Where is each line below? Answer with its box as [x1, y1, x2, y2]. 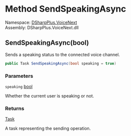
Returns [5, 105, 24, 112]
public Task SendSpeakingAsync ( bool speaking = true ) [5, 61, 117, 66]
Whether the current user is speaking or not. [5, 93, 94, 99]
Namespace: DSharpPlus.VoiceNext [5, 19, 77, 25]
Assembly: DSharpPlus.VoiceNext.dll [5, 24, 79, 30]
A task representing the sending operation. [5, 125, 91, 132]
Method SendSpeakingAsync [5, 3, 127, 15]
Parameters [5, 72, 33, 79]
